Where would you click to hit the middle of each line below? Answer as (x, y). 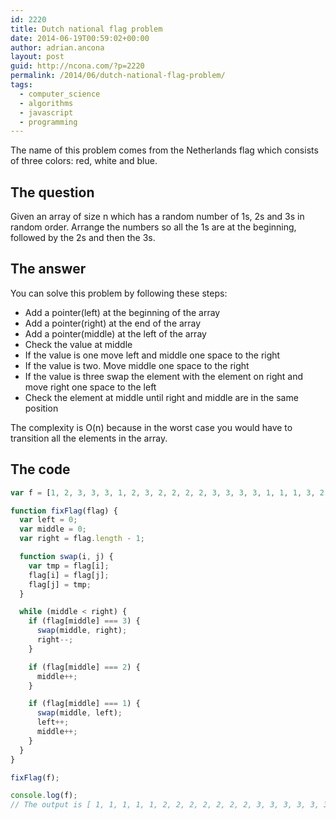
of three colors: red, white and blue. (84, 161)
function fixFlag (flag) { (64, 511)
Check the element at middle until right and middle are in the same (161, 397)
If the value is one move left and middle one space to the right (152, 355)
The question (52, 192)
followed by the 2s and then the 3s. (83, 238)
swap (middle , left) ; (79, 713)
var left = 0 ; (48, 520)
